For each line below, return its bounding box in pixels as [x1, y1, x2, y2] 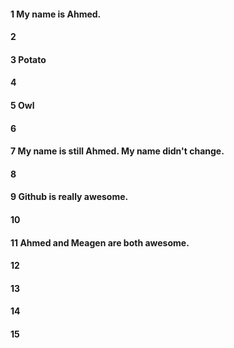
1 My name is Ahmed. [10, 8, 102, 20]
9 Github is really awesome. [10, 191, 129, 203]
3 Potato [10, 53, 47, 65]
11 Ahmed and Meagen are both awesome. [10, 236, 190, 249]
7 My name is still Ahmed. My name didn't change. [10, 145, 225, 157]
